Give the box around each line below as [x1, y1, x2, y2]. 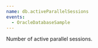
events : [6, 14, 26, 20]
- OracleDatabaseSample [11, 19, 70, 25]
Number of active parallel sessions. [6, 36, 93, 43]
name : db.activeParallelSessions [6, 8, 89, 15]
